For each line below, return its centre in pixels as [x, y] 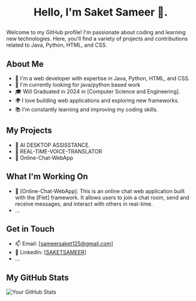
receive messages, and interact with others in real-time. [84, 204]
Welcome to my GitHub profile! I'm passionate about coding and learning [96, 32]
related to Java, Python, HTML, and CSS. [57, 45]
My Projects [29, 130]
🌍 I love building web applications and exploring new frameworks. [97, 100]
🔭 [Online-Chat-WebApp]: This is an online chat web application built [100, 191]
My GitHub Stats [37, 277]
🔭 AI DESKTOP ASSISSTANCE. [52, 145]
